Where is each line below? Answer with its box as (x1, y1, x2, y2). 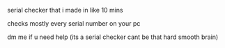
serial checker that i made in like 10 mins (7, 6, 123, 14)
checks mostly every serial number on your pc (7, 19, 141, 27)
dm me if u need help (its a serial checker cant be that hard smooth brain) (7, 33, 219, 41)
